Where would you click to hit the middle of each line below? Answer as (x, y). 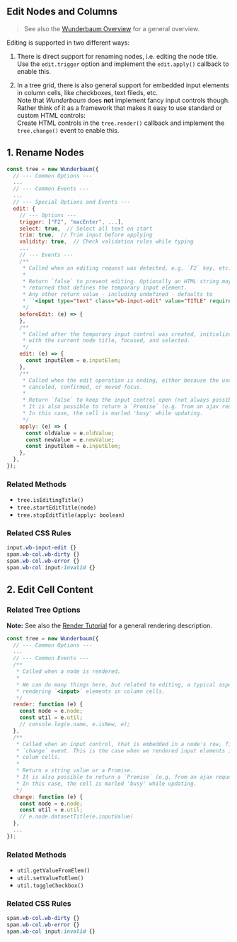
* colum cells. (38, 757)
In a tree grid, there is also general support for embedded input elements (123, 85)
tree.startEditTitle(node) (57, 508)
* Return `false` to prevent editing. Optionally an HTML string (121, 281)
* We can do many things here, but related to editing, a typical (116, 684)
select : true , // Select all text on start (86, 229)
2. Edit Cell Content (50, 590)
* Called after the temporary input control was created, (110, 334)
